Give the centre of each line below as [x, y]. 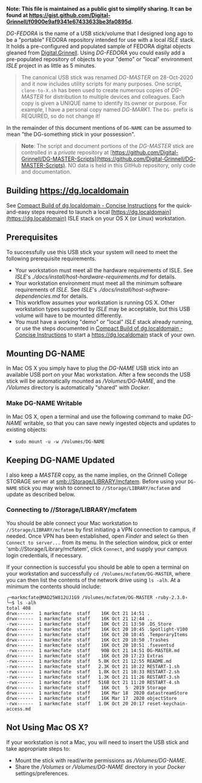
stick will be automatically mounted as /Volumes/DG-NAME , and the [91, 381]
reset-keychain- [168, 704]
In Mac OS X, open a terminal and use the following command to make [94, 416]
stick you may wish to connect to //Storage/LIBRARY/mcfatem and [99, 488]
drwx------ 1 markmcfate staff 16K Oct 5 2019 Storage [86, 688]
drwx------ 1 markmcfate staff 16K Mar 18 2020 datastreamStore [97, 693]
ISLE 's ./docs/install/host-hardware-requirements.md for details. [96, 277]
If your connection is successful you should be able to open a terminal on [98, 567]
